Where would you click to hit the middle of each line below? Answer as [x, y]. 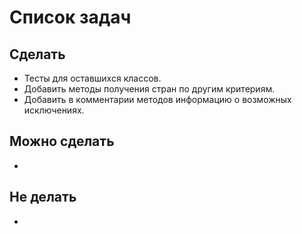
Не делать [43, 197]
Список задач [70, 17]
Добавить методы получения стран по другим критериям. [149, 89]
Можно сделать [62, 141]
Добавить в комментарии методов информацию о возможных [157, 99]
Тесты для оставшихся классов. [92, 78]
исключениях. [54, 110]
